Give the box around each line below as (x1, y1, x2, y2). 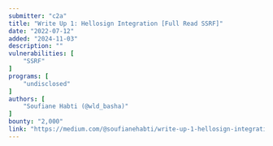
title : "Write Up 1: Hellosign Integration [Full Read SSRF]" (8, 19, 223, 28)
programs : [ (8, 72, 49, 80)
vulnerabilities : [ (8, 49, 75, 58)
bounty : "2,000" (8, 118, 63, 126)
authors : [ (8, 95, 45, 103)
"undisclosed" (23, 79, 71, 88)
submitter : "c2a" (8, 11, 67, 20)
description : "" (8, 42, 63, 50)
